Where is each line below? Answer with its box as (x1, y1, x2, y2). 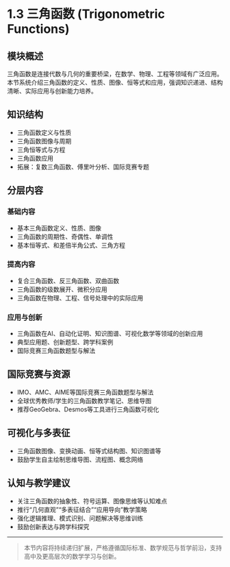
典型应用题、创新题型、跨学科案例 (16, 338, 114, 346)
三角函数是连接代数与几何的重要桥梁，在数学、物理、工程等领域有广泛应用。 (7, 70, 223, 77)
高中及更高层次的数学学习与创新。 (23, 552, 120, 560)
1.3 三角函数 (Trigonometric (7, 6, 166, 22)
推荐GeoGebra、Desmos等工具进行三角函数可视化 (16, 405, 159, 413)
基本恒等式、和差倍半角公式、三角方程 (16, 241, 125, 249)
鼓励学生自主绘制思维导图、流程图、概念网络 (16, 455, 144, 463)
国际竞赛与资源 (7, 368, 71, 381)
